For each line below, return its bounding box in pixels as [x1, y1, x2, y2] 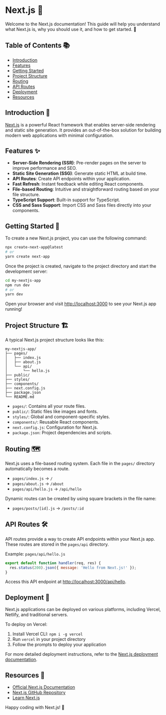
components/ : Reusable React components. [12, 419, 99, 425]
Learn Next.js [12, 695, 40, 701]
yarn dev [5, 292, 23, 297]
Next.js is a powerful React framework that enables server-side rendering [5, 121, 156, 127]
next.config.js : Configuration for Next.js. [12, 424, 98, 430]
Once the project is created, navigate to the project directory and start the [5, 263, 157, 269]
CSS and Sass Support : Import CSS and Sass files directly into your [12, 202, 152, 208]
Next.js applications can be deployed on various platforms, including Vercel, [5, 606, 161, 612]
